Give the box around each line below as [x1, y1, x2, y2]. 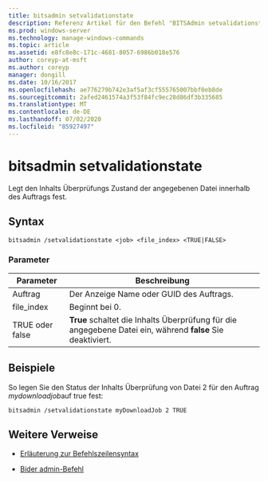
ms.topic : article [8, 41, 69, 49]
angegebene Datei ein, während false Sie [69, 324, 224, 335]
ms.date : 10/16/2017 [8, 78, 77, 86]
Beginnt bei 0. [69, 301, 122, 312]
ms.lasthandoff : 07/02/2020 [8, 115, 102, 123]
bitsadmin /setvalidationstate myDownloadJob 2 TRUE [8, 406, 187, 414]
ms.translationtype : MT [8, 100, 88, 108]
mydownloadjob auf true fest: [8, 391, 104, 401]
